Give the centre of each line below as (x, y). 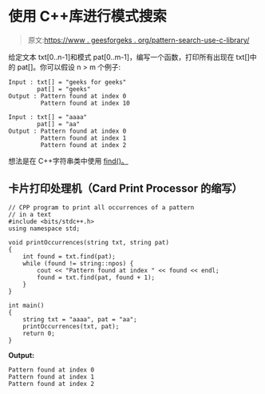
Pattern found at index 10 (85, 103)
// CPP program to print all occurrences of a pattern (101, 207)
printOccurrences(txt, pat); (71, 326)
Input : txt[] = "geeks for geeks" (67, 82)
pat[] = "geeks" (64, 89)
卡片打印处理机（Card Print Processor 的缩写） (125, 189)
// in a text (30, 214)
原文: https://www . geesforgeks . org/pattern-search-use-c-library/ (138, 40)
